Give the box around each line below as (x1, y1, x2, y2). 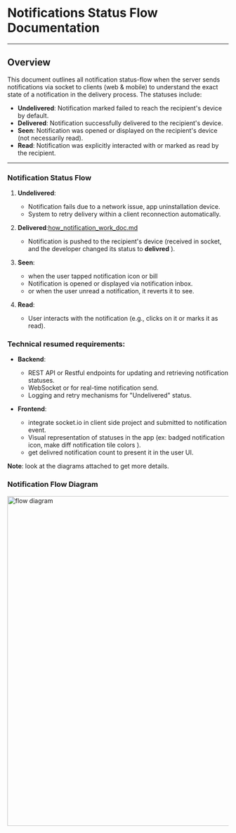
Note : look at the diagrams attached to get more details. (7, 462, 170, 471)
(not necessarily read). (17, 134, 84, 142)
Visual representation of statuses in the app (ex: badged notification (27, 433, 225, 442)
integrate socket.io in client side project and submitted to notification (27, 419, 227, 427)
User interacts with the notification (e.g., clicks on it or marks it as (27, 314, 218, 323)
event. (27, 426, 47, 434)
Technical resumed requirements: (7, 339, 125, 349)
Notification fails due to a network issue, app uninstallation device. (27, 203, 221, 211)
